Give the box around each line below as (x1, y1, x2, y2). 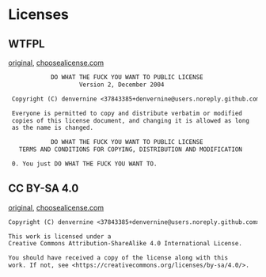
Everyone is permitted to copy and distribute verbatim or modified (11, 109, 243, 117)
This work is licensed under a (8, 232, 112, 241)
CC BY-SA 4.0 (8, 182, 79, 195)
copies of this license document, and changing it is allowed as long (11, 116, 249, 124)
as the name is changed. (11, 124, 93, 132)
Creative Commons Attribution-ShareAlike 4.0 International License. (8, 240, 243, 248)
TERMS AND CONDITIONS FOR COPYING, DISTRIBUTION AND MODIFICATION (18, 146, 243, 154)
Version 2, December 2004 (78, 81, 165, 89)
